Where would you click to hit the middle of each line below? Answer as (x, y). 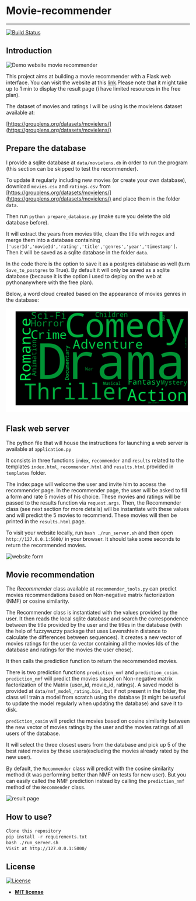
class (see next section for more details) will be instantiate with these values (98, 509)
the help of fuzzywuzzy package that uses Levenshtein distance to (87, 631)
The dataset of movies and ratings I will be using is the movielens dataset (94, 106)
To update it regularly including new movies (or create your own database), (96, 180)
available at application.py (39, 449)
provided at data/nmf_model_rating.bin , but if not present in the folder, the (96, 691)
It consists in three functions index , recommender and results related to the (95, 460)
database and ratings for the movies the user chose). (70, 650)
